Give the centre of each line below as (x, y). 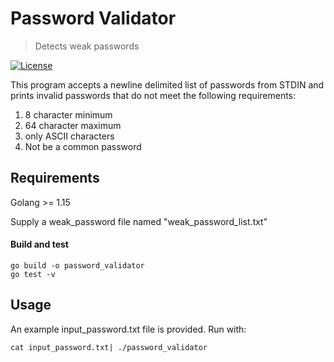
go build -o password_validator (77, 265)
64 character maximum (73, 125)
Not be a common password (83, 146)
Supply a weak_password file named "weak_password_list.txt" (139, 221)
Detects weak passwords (87, 46)
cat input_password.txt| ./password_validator (109, 347)
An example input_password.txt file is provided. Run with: (128, 329)
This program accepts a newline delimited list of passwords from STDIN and (167, 84)
